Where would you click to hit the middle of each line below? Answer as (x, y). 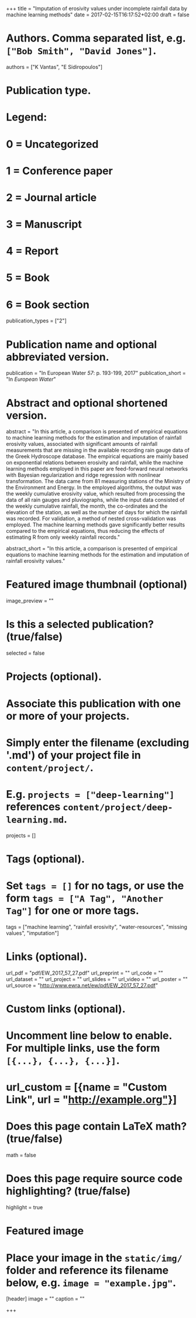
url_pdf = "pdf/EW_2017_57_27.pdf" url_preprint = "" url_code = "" (85, 973)
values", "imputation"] (33, 933)
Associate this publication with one (94, 703)
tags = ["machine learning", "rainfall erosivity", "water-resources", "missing (97, 927)
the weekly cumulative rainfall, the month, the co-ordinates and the (87, 506)
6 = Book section (48, 304)
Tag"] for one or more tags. (73, 911)
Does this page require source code (94, 1179)
